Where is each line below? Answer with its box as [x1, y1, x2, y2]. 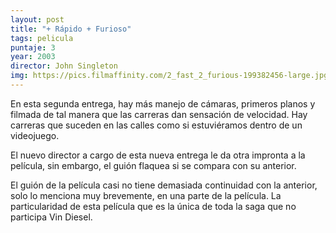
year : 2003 [10, 52, 56, 62]
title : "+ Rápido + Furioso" [10, 24, 132, 34]
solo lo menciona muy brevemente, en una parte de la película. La [10, 189, 282, 201]
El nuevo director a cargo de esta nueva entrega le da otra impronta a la [10, 149, 306, 161]
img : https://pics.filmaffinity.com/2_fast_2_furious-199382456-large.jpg [10, 71, 329, 81]
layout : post [10, 14, 65, 25]
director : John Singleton [10, 61, 118, 71]
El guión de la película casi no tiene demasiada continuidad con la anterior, [10, 179, 318, 191]
